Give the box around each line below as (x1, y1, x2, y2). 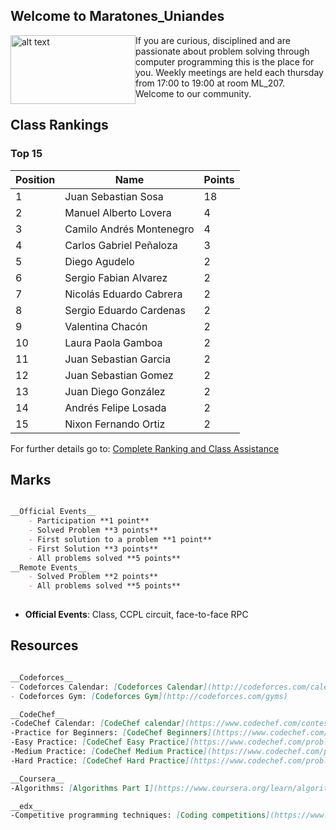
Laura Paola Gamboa (64, 335, 163, 349)
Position (15, 172, 56, 186)
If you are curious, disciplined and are (135, 34, 291, 46)
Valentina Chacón (64, 319, 148, 333)
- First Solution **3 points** (28, 544, 159, 554)
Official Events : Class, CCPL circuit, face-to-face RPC (24, 609, 249, 621)
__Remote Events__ (10, 562, 87, 573)
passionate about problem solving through (135, 45, 310, 57)
